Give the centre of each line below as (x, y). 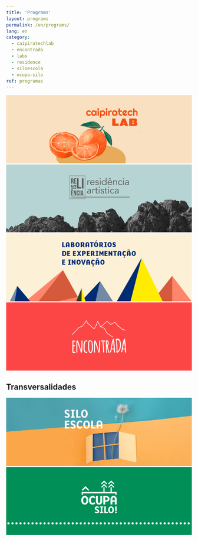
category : (18, 37)
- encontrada (27, 50)
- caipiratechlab (33, 44)
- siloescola (27, 68)
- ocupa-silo (27, 75)
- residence (26, 62)
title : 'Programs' (29, 12)
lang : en (17, 31)
